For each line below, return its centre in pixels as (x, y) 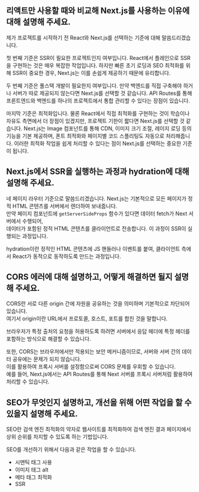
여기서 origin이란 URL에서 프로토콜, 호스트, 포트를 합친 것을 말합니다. (87, 319)
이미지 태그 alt (32, 470)
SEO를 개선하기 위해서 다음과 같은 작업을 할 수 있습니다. (71, 449)
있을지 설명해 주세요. (42, 414)
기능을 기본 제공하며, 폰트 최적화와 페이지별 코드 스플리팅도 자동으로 (85, 136)
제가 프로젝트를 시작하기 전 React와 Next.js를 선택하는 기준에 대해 (83, 37)
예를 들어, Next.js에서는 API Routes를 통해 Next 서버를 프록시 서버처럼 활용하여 (99, 374)
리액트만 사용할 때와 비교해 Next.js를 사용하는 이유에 (98, 11)
